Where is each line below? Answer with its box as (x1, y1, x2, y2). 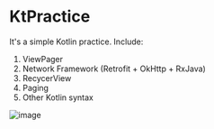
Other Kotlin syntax (22, 92, 94, 103)
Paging (22, 82, 49, 93)
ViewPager (22, 53, 64, 64)
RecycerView (22, 72, 72, 83)
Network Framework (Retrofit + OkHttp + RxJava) (22, 63, 207, 74)
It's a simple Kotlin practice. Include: (9, 36, 144, 47)
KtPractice (9, 6, 91, 27)
